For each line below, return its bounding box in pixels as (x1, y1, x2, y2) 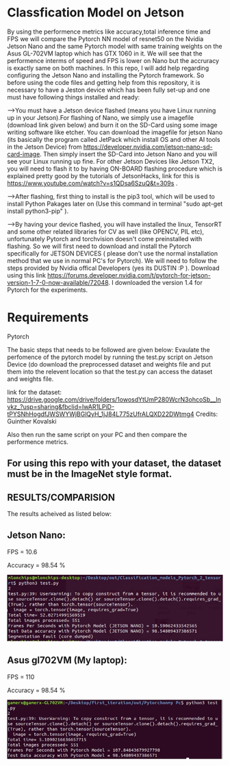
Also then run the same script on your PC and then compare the (7, 430, 188, 438)
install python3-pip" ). (7, 207, 69, 215)
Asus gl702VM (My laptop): (7, 654, 128, 666)
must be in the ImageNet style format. (7, 468, 172, 480)
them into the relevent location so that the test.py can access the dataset (7, 367, 213, 375)
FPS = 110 (7, 673, 35, 681)
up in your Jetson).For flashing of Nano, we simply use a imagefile (7, 113, 194, 121)
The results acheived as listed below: (7, 510, 112, 518)
